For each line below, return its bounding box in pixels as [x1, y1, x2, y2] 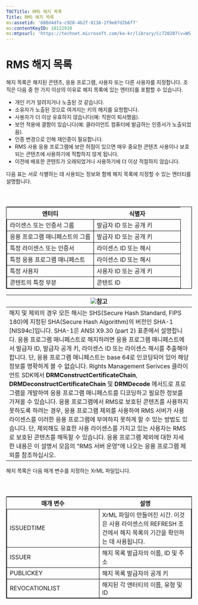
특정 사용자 [9, 267, 39, 275]
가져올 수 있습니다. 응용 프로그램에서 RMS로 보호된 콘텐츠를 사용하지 [9, 398, 189, 406]
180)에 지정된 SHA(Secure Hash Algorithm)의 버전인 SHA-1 [9, 318, 174, 326]
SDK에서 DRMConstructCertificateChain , [21, 371, 138, 379]
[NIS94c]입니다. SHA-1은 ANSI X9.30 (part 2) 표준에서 [9, 327, 160, 335]
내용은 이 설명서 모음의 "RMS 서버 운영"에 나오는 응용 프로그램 [16, 442, 179, 450]
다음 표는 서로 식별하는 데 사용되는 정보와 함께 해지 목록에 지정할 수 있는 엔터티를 [6, 170, 192, 178]
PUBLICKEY [9, 569, 43, 577]
